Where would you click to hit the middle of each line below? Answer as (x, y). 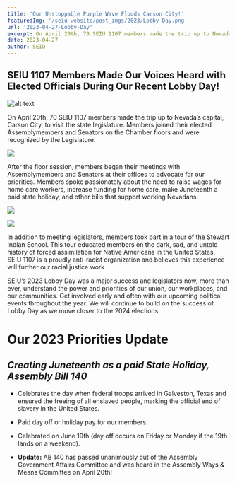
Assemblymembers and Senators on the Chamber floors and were (103, 132)
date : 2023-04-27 (33, 40)
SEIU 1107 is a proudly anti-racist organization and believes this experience (116, 260)
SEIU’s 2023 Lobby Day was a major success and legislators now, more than (118, 281)
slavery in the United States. (59, 408)
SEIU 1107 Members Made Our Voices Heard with (117, 75)
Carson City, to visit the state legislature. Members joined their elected (110, 124)
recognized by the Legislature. (51, 139)
